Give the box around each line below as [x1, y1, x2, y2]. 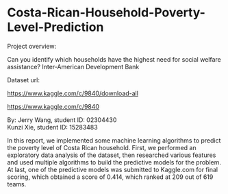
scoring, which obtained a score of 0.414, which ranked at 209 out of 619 [7, 173, 214, 181]
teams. [7, 180, 27, 188]
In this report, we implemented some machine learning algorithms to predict [7, 136, 221, 145]
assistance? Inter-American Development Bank [7, 62, 140, 71]
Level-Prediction [7, 19, 104, 35]
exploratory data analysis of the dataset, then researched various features [7, 151, 216, 159]
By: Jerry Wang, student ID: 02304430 [7, 115, 117, 124]
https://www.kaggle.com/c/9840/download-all [7, 89, 139, 97]
